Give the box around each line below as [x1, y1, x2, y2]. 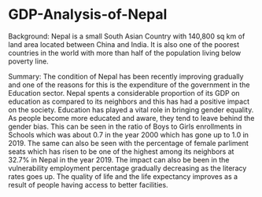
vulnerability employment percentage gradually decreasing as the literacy [8, 163, 247, 173]
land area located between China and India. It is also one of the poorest [8, 39, 240, 49]
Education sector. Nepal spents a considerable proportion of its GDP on [8, 88, 240, 97]
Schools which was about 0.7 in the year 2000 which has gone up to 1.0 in [8, 130, 249, 139]
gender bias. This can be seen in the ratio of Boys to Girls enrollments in [8, 122, 242, 131]
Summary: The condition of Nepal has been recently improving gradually [8, 71, 244, 81]
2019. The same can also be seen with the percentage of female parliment [8, 138, 249, 148]
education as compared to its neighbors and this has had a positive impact [8, 97, 250, 106]
